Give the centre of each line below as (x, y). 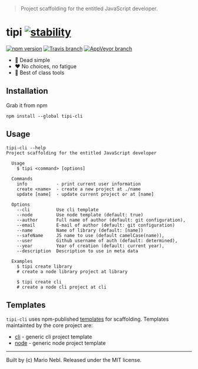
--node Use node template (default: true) (80, 215)
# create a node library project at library (72, 271)
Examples (22, 261)
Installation (27, 91)
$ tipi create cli (39, 282)
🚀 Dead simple (32, 60)
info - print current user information (79, 184)
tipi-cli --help (26, 148)
